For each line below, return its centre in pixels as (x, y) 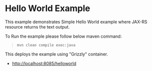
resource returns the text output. (37, 27)
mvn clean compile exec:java (46, 45)
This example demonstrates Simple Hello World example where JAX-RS (76, 22)
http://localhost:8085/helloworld (44, 63)
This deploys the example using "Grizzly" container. (56, 54)
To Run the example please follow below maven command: (63, 36)
